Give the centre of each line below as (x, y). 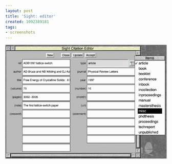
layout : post (19, 11)
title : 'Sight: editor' (31, 16)
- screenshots (20, 33)
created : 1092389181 (27, 22)
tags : (11, 27)
